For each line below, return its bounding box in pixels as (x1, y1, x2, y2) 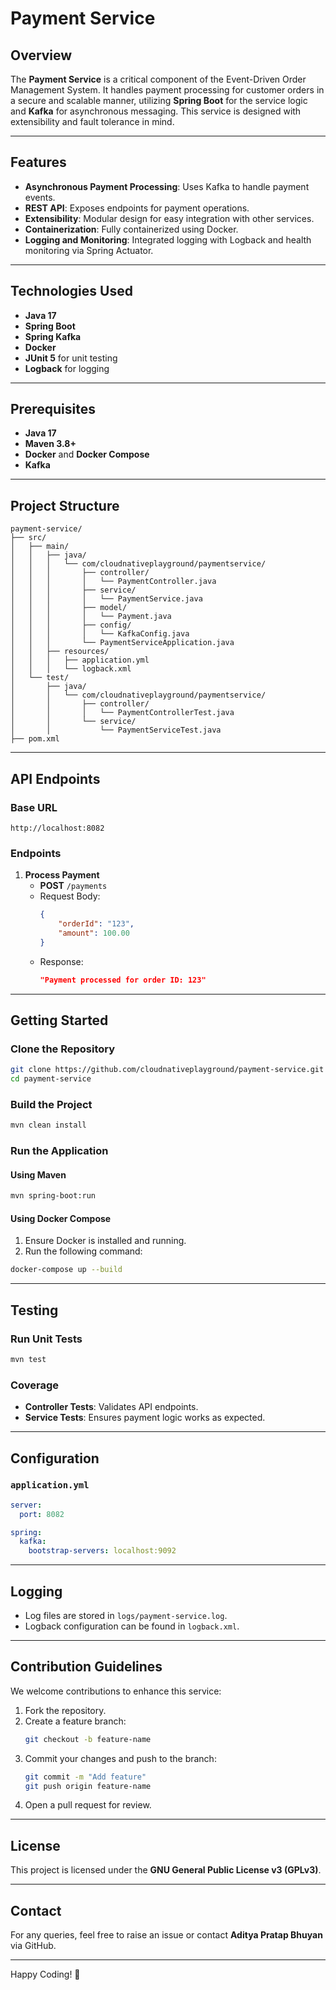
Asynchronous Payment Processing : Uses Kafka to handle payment (24, 180, 310, 192)
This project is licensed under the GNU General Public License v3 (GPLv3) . (10, 1864, 322, 1876)
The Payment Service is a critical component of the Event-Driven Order (10, 73, 307, 85)
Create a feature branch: (24, 1715, 127, 1727)
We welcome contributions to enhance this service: (10, 1685, 222, 1697)
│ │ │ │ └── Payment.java (10, 612, 172, 622)
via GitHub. (10, 1940, 57, 1952)
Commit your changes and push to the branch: (24, 1752, 217, 1764)
